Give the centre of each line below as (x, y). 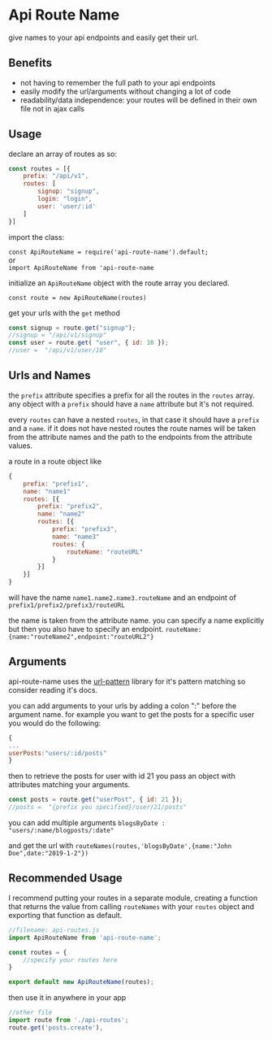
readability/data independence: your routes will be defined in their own (138, 100)
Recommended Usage (66, 879)
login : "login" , (65, 199)
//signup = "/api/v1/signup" (58, 335)
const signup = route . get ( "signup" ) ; (72, 328)
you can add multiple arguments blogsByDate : (87, 823)
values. (20, 446)
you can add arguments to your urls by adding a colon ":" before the (123, 706)
